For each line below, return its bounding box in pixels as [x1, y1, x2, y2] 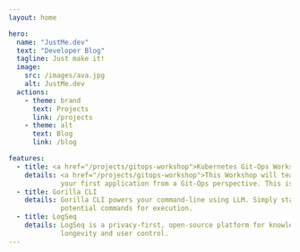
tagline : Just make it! [16, 55, 105, 64]
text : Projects [31, 104, 90, 113]
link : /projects [31, 113, 93, 122]
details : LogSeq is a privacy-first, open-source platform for [24, 221, 266, 230]
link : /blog [31, 138, 77, 147]
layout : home [8, 13, 57, 22]
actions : [16, 87, 49, 97]
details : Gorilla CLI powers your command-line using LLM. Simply [24, 196, 278, 204]
